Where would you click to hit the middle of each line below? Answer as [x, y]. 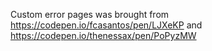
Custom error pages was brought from [90, 14]
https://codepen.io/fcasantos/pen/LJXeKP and [106, 25]
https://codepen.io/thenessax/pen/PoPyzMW [103, 35]
